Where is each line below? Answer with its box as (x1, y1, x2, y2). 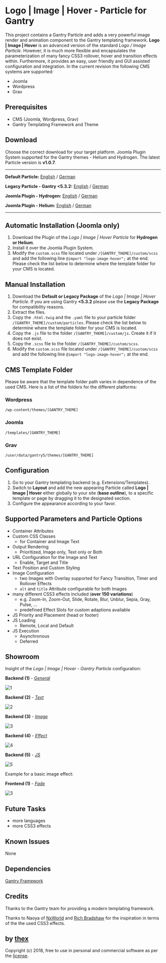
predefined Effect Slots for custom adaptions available (19, 606, 130, 613)
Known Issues (5, 837, 50, 846)
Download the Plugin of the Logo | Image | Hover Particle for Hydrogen (12, 234, 158, 240)
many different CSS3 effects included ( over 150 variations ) (12, 591, 133, 597)
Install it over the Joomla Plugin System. (12, 245, 94, 251)
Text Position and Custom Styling (12, 564, 80, 571)
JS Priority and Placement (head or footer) (12, 612, 99, 618)
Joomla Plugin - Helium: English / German (5, 202, 92, 208)
